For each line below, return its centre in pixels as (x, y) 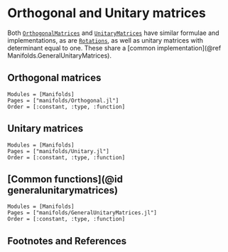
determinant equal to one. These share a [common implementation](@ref (114, 48)
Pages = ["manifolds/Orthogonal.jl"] (63, 100)
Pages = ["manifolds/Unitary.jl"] (59, 151)
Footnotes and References (67, 241)
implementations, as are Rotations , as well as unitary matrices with (105, 40)
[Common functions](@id (65, 179)
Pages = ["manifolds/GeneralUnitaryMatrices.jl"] (82, 213)
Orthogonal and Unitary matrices (107, 13)
